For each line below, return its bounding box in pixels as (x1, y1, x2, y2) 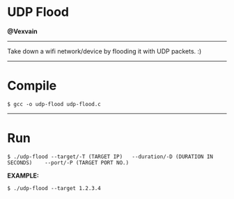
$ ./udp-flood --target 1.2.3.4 (7, 184, 101, 191)
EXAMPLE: (7, 171, 40, 180)
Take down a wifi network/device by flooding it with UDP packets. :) (7, 46, 202, 55)
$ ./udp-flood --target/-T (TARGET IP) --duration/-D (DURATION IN (7, 153, 214, 160)
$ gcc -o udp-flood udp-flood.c (7, 101, 101, 107)
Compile (7, 78, 57, 94)
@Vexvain (7, 27, 38, 35)
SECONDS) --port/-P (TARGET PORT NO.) (7, 159, 130, 166)
